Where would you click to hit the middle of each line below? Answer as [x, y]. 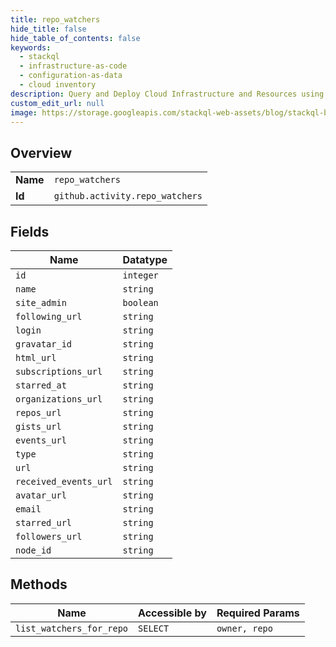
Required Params [258, 613]
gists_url [38, 426]
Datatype [145, 259]
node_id [33, 550]
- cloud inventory [58, 85]
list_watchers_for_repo [72, 628]
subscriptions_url [59, 371]
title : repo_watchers [55, 19]
